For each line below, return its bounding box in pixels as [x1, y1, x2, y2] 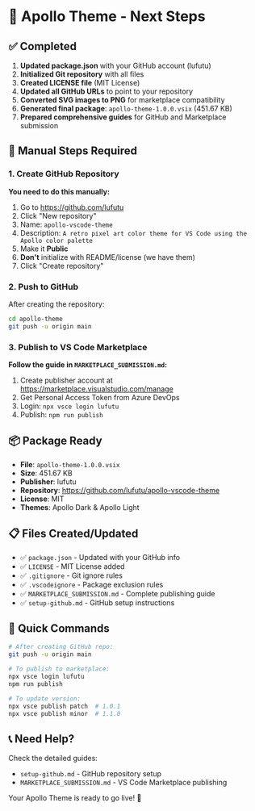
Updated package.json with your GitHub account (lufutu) [19, 61, 211, 70]
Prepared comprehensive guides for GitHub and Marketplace [19, 112, 227, 122]
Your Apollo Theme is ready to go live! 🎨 [8, 793, 142, 803]
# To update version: [8, 694, 82, 703]
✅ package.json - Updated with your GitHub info [19, 552, 180, 562]
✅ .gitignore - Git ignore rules [19, 571, 123, 580]
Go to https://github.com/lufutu [19, 202, 124, 212]
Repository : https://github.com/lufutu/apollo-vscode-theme [19, 485, 220, 495]
